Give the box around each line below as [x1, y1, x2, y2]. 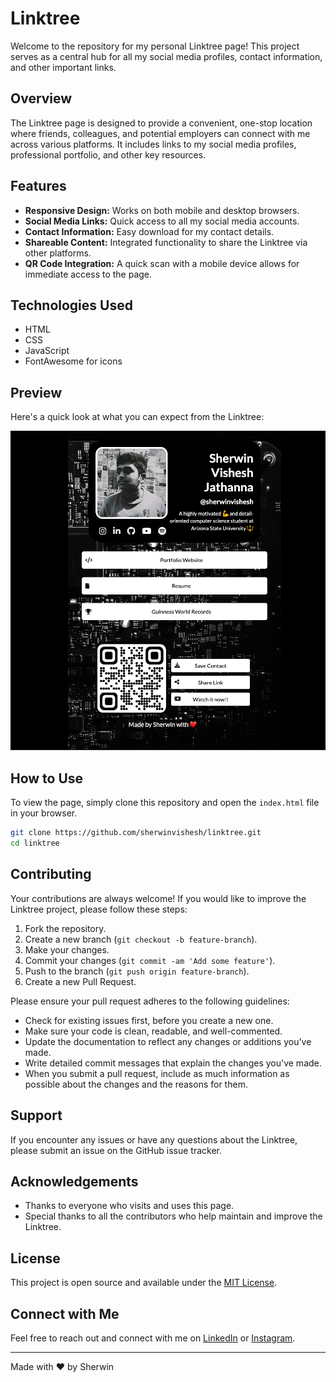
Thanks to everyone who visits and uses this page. [24, 1200, 235, 1212]
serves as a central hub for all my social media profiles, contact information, [10, 50, 323, 62]
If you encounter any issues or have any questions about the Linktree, [10, 1133, 298, 1146]
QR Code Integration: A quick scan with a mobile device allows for [24, 257, 300, 269]
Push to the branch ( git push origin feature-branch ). [24, 965, 250, 977]
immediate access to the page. [24, 268, 153, 280]
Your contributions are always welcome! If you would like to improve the [10, 892, 307, 904]
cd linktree [10, 838, 60, 848]
